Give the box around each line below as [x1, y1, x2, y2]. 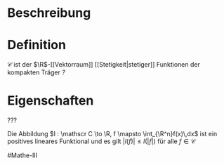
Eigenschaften [7, 93, 94, 109]
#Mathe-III [7, 151, 38, 159]
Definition [7, 37, 67, 53]
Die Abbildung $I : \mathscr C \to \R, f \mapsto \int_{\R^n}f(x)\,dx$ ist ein [7, 130, 218, 138]
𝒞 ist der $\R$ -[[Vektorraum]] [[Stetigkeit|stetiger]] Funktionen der [7, 60, 200, 69]
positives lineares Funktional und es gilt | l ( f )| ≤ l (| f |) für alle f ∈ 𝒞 [7, 137, 196, 145]
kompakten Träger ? [7, 68, 65, 77]
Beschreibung [7, 5, 91, 21]
